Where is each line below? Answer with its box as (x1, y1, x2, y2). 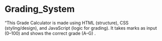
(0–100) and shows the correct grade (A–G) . (4, 30, 96, 36)
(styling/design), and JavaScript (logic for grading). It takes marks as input (4, 25, 157, 31)
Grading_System (4, 3, 75, 15)
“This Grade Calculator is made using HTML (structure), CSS (4, 20, 129, 26)
